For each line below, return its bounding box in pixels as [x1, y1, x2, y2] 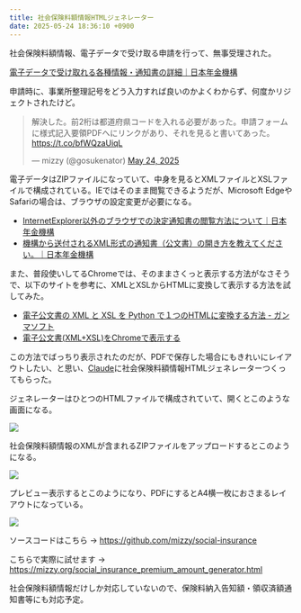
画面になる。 [9, 404, 57, 415]
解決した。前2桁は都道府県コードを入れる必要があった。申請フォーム [31, 116, 288, 127]
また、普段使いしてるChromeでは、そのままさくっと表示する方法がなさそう [9, 267, 290, 279]
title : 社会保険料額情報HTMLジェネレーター [9, 13, 155, 23]
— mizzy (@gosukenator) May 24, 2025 [31, 155, 180, 166]
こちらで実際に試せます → [9, 554, 106, 564]
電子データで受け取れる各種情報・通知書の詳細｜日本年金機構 [9, 67, 238, 77]
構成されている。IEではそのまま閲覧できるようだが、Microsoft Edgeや [32, 185, 293, 195]
